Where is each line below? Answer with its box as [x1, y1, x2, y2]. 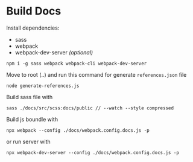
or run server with [6, 138, 51, 145]
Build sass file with [6, 93, 53, 100]
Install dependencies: [6, 24, 60, 31]
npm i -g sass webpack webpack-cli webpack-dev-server [6, 60, 147, 66]
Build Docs [6, 4, 62, 18]
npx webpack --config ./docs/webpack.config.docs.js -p [6, 127, 150, 134]
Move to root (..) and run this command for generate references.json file [6, 71, 187, 78]
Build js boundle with [6, 115, 59, 123]
